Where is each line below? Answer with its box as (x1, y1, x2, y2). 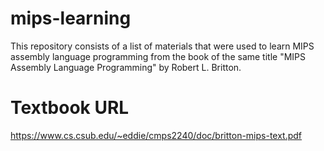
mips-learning (10, 7, 132, 30)
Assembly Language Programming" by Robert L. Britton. (10, 61, 242, 73)
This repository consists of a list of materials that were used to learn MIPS (10, 40, 315, 52)
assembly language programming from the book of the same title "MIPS (10, 50, 307, 62)
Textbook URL (10, 97, 130, 119)
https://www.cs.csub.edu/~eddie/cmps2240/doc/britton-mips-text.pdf (10, 129, 303, 141)
